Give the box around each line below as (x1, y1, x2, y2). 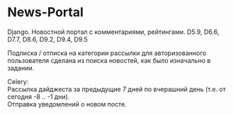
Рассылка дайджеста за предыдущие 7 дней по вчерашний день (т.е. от (7, 85, 227, 93)
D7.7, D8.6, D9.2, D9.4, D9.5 (7, 35, 89, 43)
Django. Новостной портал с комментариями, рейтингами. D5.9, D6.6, (7, 28, 220, 36)
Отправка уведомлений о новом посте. (7, 99, 127, 108)
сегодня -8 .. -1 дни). (7, 92, 70, 101)
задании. (7, 63, 35, 72)
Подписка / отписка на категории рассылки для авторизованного (7, 49, 207, 57)
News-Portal (7, 4, 84, 20)
